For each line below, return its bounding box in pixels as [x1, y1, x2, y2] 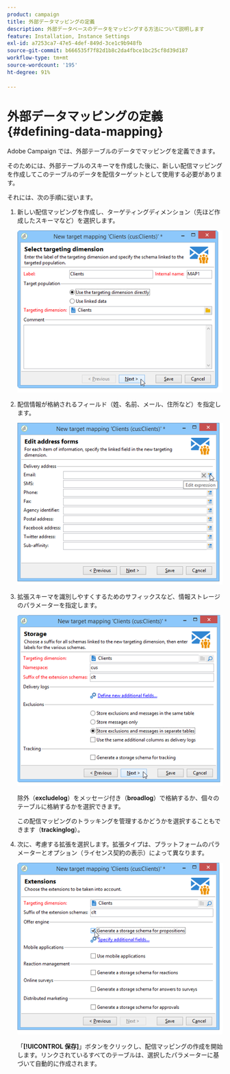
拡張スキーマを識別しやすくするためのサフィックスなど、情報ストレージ [16, 593, 220, 601]
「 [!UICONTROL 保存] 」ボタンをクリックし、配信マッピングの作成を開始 [16, 1042, 223, 1050]
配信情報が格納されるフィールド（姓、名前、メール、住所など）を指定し [16, 400, 221, 408]
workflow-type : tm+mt [7, 55, 69, 62]
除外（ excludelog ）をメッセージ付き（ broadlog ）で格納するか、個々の [16, 794, 220, 802]
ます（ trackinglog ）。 [23, 825, 84, 833]
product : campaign [7, 11, 60, 18]
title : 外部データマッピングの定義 [7, 18, 95, 25]
